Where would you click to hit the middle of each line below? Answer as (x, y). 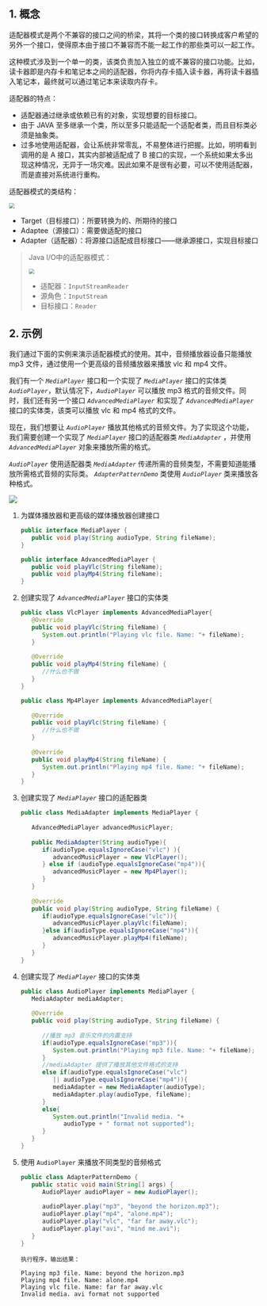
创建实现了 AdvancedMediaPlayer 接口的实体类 (94, 598)
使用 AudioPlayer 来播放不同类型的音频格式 (91, 1162)
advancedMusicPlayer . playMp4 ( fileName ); (120, 938)
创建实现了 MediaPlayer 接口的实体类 (80, 976)
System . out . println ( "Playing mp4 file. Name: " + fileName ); (143, 767)
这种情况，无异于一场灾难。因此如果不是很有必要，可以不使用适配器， (142, 164)
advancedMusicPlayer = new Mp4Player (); (120, 872)
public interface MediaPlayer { (74, 531)
